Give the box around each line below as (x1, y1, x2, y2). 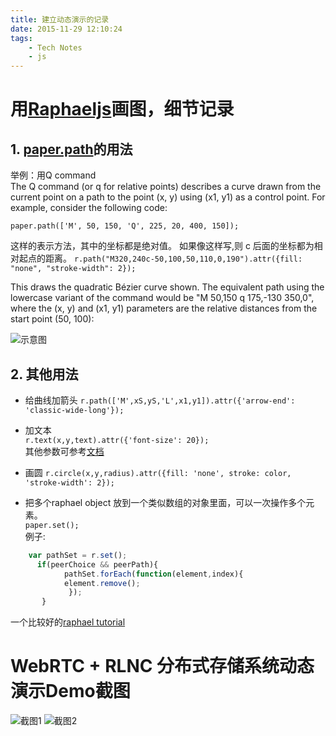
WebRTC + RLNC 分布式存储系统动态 (10, 655, 315, 678)
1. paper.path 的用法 (10, 141, 133, 158)
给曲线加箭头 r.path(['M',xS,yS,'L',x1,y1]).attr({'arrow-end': (24, 394, 296, 406)
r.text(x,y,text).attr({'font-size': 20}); (24, 435, 210, 445)
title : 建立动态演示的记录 (10, 14, 110, 25)
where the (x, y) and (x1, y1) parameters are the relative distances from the (10, 302, 318, 315)
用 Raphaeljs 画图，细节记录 (10, 98, 235, 121)
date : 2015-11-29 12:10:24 (10, 24, 123, 34)
